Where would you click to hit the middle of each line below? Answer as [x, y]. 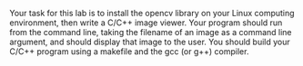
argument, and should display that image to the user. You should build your [150, 42]
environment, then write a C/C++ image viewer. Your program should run [146, 23]
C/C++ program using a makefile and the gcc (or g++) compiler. [129, 52]
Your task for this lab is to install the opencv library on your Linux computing [152, 13]
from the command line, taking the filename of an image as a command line [151, 32]
